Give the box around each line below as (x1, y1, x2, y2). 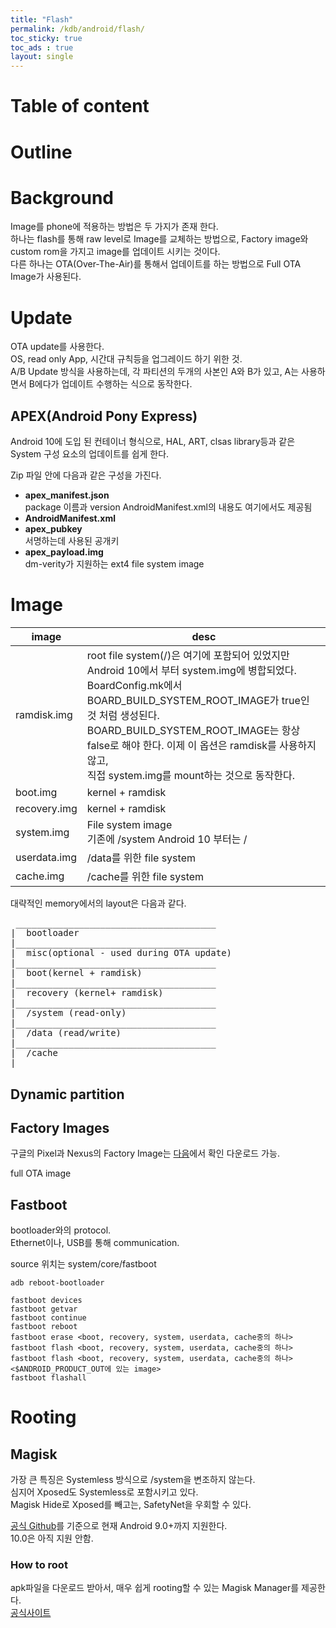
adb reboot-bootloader (10, 1278, 105, 1288)
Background (10, 186, 114, 209)
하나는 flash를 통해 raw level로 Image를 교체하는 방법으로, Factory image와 (10, 233, 309, 245)
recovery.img (15, 802, 78, 816)
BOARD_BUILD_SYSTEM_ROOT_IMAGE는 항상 (86, 724, 301, 738)
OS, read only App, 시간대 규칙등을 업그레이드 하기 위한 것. (10, 353, 243, 365)
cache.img (15, 869, 65, 883)
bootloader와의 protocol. (10, 1224, 112, 1236)
